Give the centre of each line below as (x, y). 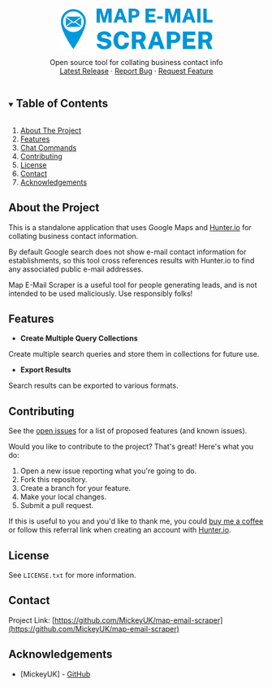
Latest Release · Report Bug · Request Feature (136, 71)
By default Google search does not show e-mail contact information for (127, 251)
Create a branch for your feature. (76, 489)
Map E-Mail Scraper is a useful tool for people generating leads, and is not (133, 285)
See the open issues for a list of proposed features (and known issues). (128, 431)
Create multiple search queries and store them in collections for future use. (134, 354)
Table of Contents (62, 104)
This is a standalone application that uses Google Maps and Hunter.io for (130, 227)
